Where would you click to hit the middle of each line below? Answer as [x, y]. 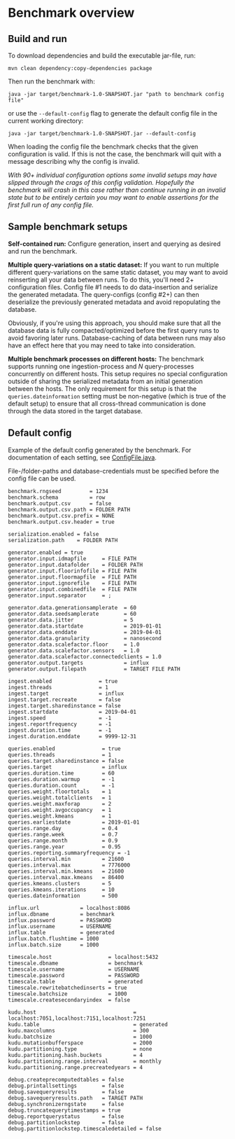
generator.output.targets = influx [79, 663]
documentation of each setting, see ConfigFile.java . [82, 457]
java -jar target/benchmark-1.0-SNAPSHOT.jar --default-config [102, 134]
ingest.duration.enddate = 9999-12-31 [72, 736]
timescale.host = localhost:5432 [83, 957]
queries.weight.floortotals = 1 [60, 792]
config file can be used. [42, 478]
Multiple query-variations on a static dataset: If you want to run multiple [114, 265]
